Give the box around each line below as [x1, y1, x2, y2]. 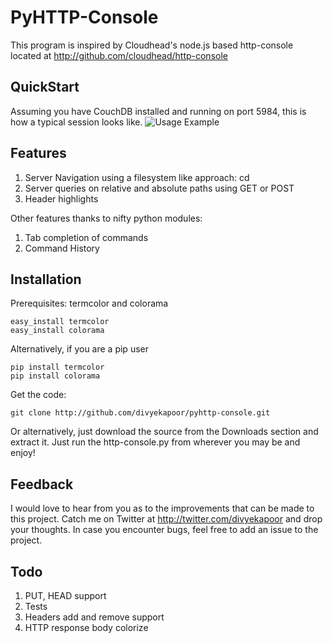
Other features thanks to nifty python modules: [10, 212, 203, 224]
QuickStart [10, 79, 80, 96]
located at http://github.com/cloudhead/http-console [10, 49, 228, 61]
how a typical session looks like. [10, 116, 143, 128]
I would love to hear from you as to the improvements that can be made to [10, 502, 315, 515]
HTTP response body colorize [24, 622, 149, 633]
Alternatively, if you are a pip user [10, 343, 149, 355]
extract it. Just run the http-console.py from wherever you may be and [10, 436, 301, 448]
